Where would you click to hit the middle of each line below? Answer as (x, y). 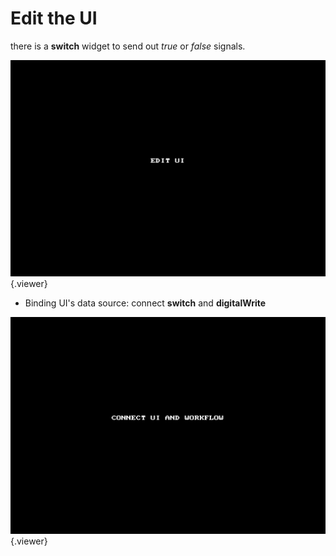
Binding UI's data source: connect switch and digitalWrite (145, 303)
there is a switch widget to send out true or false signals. (128, 46)
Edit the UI (54, 18)
